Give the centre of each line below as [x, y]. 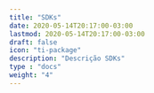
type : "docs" [36, 67]
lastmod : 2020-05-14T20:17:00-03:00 [77, 34]
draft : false [33, 42]
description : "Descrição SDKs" [67, 58]
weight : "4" [31, 75]
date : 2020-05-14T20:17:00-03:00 [71, 26]
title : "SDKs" [36, 17]
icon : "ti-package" [45, 50]
